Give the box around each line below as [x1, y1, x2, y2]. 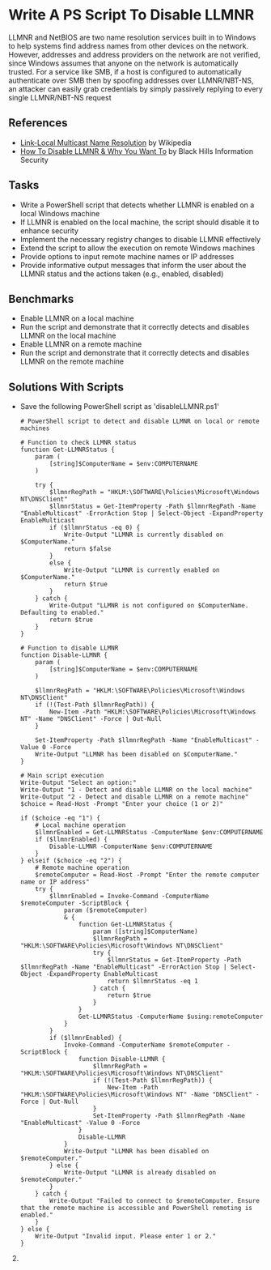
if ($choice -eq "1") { [19, 814, 101, 823]
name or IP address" [19, 878, 90, 886]
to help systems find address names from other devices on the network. [8, 40, 249, 50]
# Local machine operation [35, 821, 126, 829]
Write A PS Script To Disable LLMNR [8, 6, 255, 24]
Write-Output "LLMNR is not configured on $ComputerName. [49, 602, 249, 610]
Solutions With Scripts [8, 380, 124, 394]
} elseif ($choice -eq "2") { [19, 857, 123, 865]
